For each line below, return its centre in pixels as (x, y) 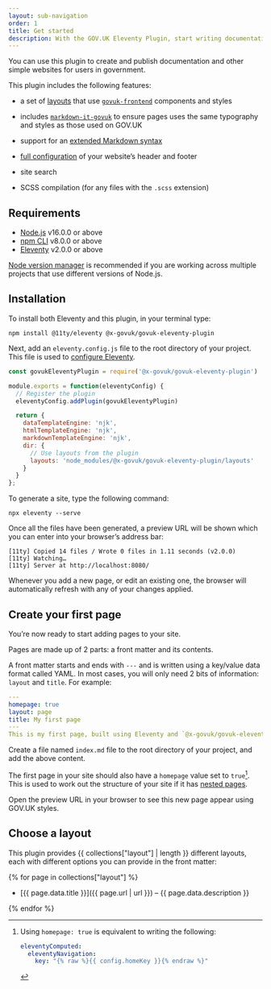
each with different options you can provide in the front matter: (113, 861)
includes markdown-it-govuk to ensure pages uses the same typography (139, 117)
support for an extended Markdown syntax (91, 141)
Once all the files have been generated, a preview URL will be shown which (133, 528)
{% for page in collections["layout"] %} (73, 877)
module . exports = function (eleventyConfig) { (86, 386)
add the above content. (47, 758)
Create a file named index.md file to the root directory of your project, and (130, 750)
